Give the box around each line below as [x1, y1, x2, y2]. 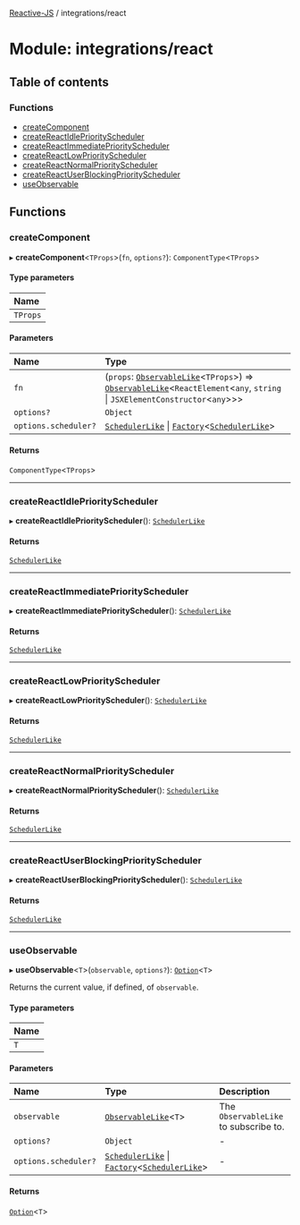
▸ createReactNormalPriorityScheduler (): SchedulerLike [9, 785, 220, 795]
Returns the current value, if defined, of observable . [9, 982, 199, 992]
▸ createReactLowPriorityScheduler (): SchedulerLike [9, 695, 207, 706]
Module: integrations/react [9, 39, 213, 59]
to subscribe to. [219, 1120, 285, 1133]
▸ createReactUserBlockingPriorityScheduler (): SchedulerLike [9, 874, 243, 885]
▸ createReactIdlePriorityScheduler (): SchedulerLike [9, 515, 205, 526]
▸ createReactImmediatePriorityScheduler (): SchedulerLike [9, 605, 232, 616]
